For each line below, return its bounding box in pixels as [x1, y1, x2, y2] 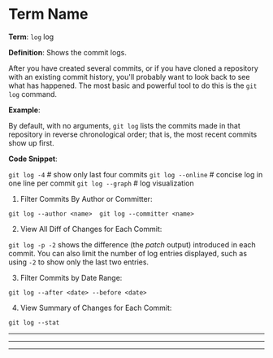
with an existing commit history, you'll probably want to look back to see [8, 72, 250, 81]
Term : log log [8, 32, 54, 41]
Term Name [8, 5, 89, 24]
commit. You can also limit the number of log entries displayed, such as [8, 248, 248, 258]
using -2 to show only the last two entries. [8, 257, 149, 267]
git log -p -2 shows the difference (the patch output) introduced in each [8, 239, 256, 249]
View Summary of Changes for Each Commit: [19, 303, 172, 312]
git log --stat [8, 318, 60, 326]
